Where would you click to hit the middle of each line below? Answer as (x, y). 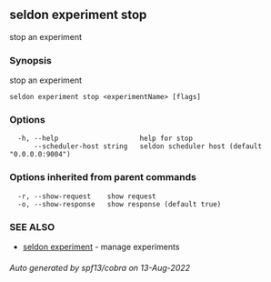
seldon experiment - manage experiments (101, 247)
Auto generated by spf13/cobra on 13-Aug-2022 (100, 267)
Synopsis (30, 60)
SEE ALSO (32, 227)
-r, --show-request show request (87, 196)
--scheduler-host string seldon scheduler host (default (147, 146)
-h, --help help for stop (105, 139)
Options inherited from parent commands (103, 177)
